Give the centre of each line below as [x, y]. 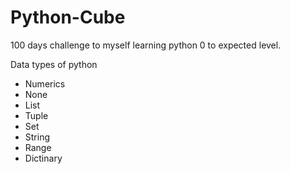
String [37, 137]
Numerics [45, 83]
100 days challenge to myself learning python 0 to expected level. [146, 45]
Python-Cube [68, 17]
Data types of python [54, 64]
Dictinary [43, 158]
